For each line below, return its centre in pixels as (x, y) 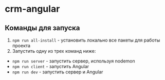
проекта (21, 46)
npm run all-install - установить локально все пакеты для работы (86, 40)
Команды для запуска (42, 28)
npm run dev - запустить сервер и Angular (58, 72)
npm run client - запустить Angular (51, 66)
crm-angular (32, 9)
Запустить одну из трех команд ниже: (54, 51)
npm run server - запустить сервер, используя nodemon (74, 61)
